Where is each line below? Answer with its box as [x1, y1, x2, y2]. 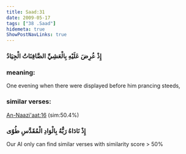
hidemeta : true [6, 26, 45, 32]
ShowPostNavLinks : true [6, 32, 67, 38]
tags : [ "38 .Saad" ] [6, 20, 56, 26]
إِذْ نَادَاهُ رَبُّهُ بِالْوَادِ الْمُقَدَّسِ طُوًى [6, 127, 86, 135]
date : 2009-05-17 [6, 15, 51, 21]
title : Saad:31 [6, 9, 45, 15]
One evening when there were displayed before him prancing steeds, [6, 82, 180, 89]
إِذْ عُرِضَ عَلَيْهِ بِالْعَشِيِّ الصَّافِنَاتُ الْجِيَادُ [6, 52, 102, 61]
